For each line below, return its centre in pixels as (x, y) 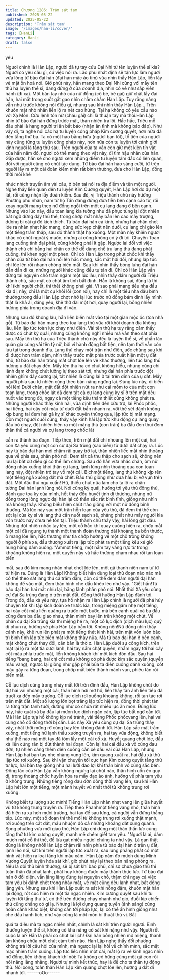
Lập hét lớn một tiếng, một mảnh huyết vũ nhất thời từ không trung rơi (77, 787)
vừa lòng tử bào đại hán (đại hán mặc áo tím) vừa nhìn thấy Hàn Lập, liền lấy (84, 78)
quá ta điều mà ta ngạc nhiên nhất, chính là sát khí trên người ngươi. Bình (81, 924)
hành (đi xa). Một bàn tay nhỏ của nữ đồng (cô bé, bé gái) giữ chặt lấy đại (81, 93)
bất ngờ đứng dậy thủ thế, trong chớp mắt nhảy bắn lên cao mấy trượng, (80, 216)
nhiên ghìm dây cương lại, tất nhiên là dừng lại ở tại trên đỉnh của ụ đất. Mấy (84, 376)
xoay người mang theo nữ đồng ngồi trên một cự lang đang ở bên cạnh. (79, 206)
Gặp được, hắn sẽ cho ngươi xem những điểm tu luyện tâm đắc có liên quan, (84, 158)
